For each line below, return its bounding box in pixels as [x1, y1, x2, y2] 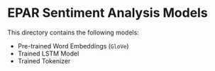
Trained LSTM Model [17, 49, 79, 58]
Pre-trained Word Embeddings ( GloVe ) [17, 41, 129, 50]
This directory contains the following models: [7, 28, 140, 37]
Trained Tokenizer [17, 56, 71, 65]
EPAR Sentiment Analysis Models [7, 5, 208, 21]
